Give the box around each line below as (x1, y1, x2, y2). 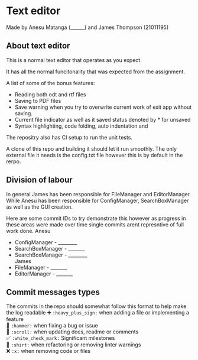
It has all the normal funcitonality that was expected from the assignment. (6, 68, 185, 75)
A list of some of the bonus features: (6, 79, 95, 86)
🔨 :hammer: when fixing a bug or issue (6, 322, 99, 329)
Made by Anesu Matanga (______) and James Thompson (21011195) (6, 24, 169, 31)
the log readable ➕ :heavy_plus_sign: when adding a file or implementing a (6, 309, 189, 316)
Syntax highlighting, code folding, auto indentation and (14, 122, 148, 129)
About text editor (6, 41, 70, 51)
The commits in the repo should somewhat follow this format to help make (6, 303, 187, 310)
